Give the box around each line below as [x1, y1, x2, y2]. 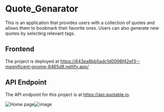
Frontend [5, 45, 35, 53]
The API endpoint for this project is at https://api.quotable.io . [5, 91, 130, 97]
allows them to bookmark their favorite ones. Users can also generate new [5, 25, 159, 31]
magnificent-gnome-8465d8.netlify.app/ [5, 63, 89, 69]
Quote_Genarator [5, 3, 79, 15]
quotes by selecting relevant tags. [5, 30, 75, 36]
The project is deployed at [5, 58, 59, 64]
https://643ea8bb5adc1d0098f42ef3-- [60, 58, 140, 64]
